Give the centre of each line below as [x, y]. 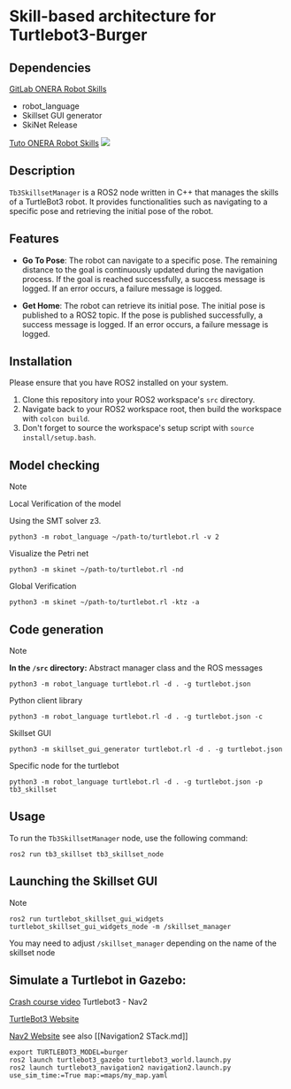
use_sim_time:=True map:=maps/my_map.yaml [88, 1075]
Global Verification [43, 587]
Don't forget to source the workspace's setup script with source [138, 428]
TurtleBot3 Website [44, 1018]
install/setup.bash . [59, 437]
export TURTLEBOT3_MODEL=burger [69, 1052]
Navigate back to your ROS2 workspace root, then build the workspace [152, 410]
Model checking [54, 465]
